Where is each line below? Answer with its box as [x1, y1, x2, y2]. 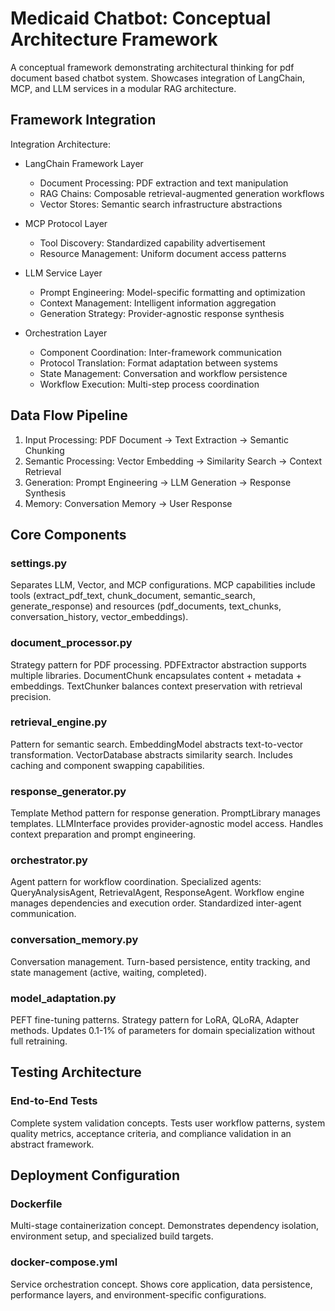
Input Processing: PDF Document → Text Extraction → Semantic [24, 433, 289, 446]
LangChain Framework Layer [24, 157, 144, 169]
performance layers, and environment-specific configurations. [10, 1288, 267, 1301]
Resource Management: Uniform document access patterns [39, 247, 287, 259]
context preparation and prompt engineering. [10, 828, 197, 841]
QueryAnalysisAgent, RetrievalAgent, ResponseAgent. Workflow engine [10, 887, 305, 899]
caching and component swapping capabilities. [10, 759, 205, 771]
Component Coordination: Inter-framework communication [39, 346, 282, 358]
